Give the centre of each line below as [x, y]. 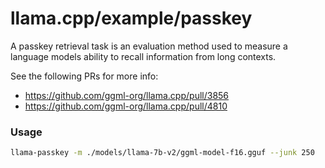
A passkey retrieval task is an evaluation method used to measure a [149, 46]
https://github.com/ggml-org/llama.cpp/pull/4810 [126, 106]
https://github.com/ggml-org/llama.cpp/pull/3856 [127, 95]
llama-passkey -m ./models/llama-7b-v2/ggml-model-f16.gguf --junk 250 [162, 153]
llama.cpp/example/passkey [131, 18]
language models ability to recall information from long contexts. [143, 56]
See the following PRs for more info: [84, 76]
